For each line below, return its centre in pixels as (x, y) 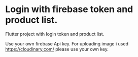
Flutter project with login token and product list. (55, 34)
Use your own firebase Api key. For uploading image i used (67, 43)
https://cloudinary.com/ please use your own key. (57, 49)
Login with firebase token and (69, 9)
